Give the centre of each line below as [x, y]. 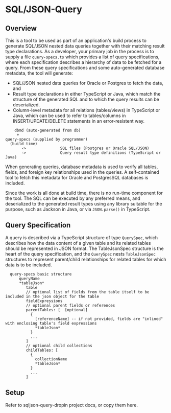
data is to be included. [29, 265]
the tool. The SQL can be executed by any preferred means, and [73, 198]
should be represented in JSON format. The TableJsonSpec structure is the [85, 248]
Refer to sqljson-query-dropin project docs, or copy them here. [71, 405]
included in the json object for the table [52, 296]
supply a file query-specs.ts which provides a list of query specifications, [82, 57]
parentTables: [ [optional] [57, 310]
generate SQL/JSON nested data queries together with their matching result [85, 46]
